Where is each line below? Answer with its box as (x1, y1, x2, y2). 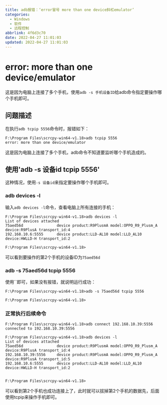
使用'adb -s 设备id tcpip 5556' (5, 165, 100, 174)
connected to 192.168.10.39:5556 (5, 326, 75, 331)
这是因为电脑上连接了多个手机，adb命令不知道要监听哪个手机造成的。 (5, 149, 149, 155)
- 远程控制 (9, 26, 29, 31)
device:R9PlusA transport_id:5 (5, 357, 70, 362)
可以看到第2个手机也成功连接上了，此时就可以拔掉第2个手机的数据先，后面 (5, 388, 160, 394)
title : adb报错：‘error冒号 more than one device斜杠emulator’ (5, 7, 134, 12)
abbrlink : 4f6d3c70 (5, 30, 46, 35)
